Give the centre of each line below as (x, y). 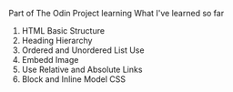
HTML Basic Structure (63, 31)
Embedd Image (50, 60)
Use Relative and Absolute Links (82, 69)
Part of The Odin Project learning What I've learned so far (116, 13)
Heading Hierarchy (57, 41)
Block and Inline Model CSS (74, 79)
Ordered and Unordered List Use (83, 50)
